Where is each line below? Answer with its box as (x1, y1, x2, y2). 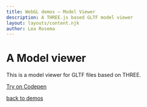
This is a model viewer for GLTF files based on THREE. (6, 72, 142, 79)
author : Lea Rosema (6, 25, 55, 32)
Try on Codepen (6, 83, 47, 90)
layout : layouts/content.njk (6, 20, 80, 26)
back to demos (6, 94, 43, 102)
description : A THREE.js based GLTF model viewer (6, 14, 134, 20)
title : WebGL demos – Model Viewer (6, 8, 96, 15)
